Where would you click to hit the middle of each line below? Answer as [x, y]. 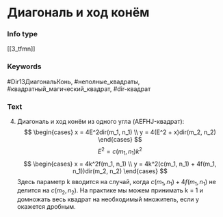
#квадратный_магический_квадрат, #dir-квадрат [79, 89]
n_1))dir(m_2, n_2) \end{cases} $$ [120, 171]
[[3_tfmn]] [21, 49]
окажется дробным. [47, 207]
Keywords [24, 66]
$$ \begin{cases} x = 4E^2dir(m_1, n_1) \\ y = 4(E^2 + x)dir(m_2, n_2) [120, 132]
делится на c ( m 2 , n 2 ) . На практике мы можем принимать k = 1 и [110, 191]
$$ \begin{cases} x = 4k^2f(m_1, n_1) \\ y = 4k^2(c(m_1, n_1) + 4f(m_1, [120, 164]
